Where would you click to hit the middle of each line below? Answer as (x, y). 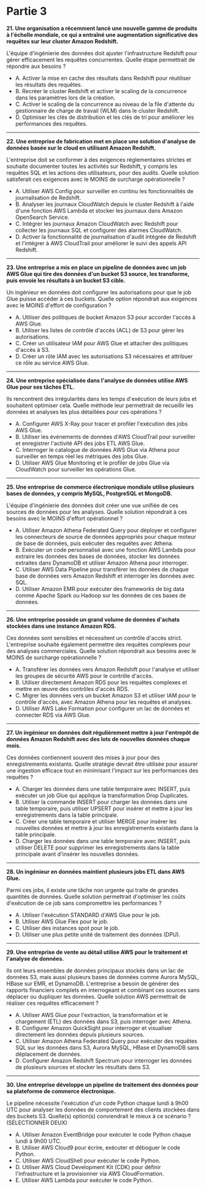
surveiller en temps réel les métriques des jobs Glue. (82, 456)
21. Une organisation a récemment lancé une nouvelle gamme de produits (102, 28)
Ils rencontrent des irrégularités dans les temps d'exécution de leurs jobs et (102, 399)
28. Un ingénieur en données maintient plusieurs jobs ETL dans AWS (96, 871)
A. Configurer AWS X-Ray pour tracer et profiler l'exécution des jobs (101, 424)
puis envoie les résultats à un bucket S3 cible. (66, 280)
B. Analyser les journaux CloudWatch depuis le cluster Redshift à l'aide (105, 204)
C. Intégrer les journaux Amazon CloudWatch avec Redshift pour (97, 223)
